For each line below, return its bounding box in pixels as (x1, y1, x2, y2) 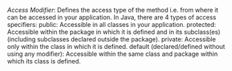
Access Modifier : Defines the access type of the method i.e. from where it (7, 6, 219, 14)
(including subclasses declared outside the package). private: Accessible (7, 35, 216, 43)
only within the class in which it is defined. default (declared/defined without (7, 43, 225, 50)
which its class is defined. (7, 57, 81, 65)
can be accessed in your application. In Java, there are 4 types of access (7, 13, 217, 21)
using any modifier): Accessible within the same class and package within (7, 50, 218, 58)
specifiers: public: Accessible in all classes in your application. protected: (7, 21, 217, 28)
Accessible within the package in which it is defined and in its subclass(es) (7, 28, 221, 36)
